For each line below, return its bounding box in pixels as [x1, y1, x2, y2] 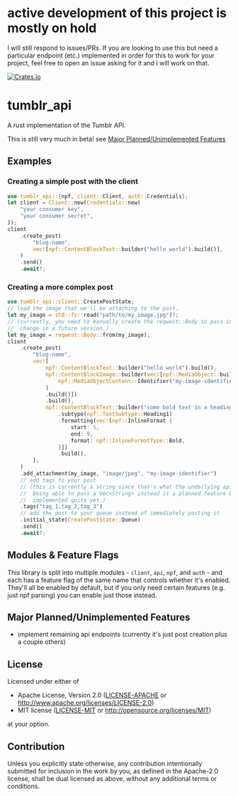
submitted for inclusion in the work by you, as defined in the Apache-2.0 [7, 767, 218, 775]
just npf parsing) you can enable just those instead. [7, 591, 157, 599]
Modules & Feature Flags [7, 549, 119, 561]
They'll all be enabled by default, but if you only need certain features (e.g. [7, 583, 225, 591]
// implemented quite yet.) [20, 496, 106, 504]
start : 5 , [70, 424, 100, 431]
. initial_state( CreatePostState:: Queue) [20, 517, 141, 524]
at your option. [7, 720, 50, 728]
